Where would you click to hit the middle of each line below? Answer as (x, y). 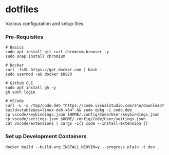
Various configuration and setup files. (45, 24)
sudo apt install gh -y (31, 88)
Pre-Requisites (24, 37)
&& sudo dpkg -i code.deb (104, 110)
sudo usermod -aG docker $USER (39, 74)
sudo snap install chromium (35, 57)
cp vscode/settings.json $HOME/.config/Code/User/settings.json (76, 119)
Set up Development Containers (46, 137)
